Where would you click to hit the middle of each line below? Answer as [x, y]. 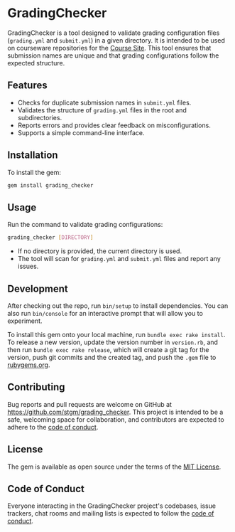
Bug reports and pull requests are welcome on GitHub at [90, 404]
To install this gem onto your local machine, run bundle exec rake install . [116, 334]
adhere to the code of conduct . [53, 427]
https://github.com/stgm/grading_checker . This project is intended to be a [115, 412]
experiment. [25, 321]
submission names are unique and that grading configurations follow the [113, 55]
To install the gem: [34, 172]
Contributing [36, 387]
